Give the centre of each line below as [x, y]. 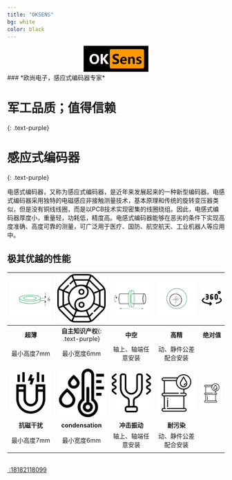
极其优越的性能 [39, 259]
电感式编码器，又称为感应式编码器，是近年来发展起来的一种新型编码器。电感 [116, 192]
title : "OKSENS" [30, 15]
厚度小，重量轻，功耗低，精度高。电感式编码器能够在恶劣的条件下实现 [119, 217]
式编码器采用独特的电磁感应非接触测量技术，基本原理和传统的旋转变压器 [110, 200]
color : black [26, 29]
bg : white [21, 22]
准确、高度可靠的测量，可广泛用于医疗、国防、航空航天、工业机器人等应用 [119, 226]
